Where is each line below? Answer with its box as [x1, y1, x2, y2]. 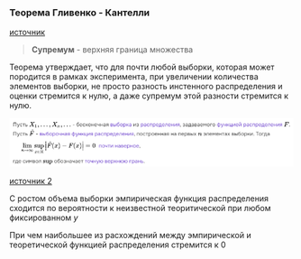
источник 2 [9, 175, 52, 186]
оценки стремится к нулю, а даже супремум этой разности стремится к [9, 90, 289, 101]
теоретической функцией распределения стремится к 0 [9, 239, 227, 250]
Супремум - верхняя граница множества [31, 44, 194, 55]
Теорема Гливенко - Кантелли [9, 6, 150, 19]
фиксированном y [9, 212, 78, 223]
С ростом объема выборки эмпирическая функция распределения [9, 192, 269, 204]
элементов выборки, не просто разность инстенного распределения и [9, 81, 283, 92]
